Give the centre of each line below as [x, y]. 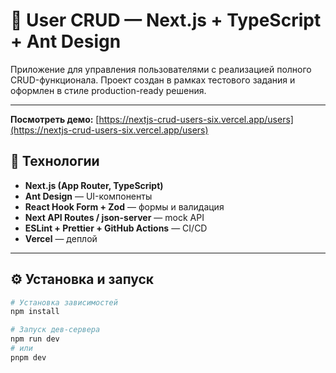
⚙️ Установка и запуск [82, 279]
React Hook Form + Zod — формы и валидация [124, 206]
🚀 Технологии [55, 161]
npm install [35, 312]
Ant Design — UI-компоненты [88, 196]
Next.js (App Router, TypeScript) [94, 185]
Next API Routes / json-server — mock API [114, 217]
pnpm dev [28, 357]
